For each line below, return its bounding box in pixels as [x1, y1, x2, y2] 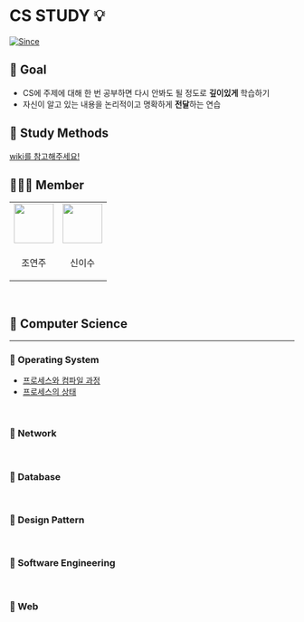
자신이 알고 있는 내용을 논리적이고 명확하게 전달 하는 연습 [22, 99, 222, 110]
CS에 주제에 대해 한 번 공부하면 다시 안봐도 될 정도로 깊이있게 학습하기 [22, 87, 270, 98]
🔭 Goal [9, 62, 47, 78]
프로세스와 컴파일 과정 [22, 375, 101, 386]
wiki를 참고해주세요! [9, 150, 81, 161]
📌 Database [9, 470, 62, 483]
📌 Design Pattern [9, 513, 85, 526]
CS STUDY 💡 [9, 5, 106, 26]
